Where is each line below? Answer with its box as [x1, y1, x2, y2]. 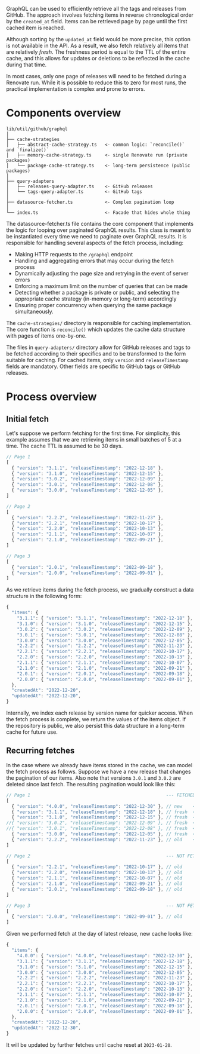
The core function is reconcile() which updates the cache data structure [6, 326, 186, 333]
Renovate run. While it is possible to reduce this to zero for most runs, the [6, 79, 186, 86]
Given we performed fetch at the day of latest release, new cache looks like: [6, 930, 193, 937]
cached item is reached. [6, 24, 65, 31]
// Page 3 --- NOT [6, 902, 185, 909]
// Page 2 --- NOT [6, 853, 185, 859]
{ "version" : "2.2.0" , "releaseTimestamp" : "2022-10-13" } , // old [11, 869, 183, 876]
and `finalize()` [6, 146, 49, 153]
